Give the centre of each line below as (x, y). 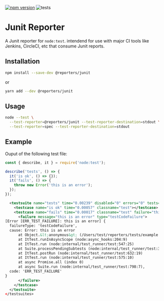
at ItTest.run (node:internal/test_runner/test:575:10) (76, 258)
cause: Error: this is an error (42, 231)
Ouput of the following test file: (36, 154)
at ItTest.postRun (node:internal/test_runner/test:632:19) (80, 253)
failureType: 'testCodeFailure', (43, 226)
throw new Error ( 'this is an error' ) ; (53, 185)
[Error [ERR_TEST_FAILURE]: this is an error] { (55, 221)
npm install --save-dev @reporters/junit (48, 73)
